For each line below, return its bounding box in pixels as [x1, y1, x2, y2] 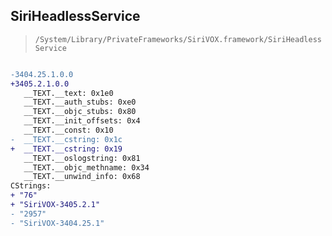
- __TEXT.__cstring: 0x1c [10, 134, 123, 144]
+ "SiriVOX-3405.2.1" [10, 200, 101, 210]
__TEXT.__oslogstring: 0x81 [23, 153, 141, 163]
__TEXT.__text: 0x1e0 [23, 88, 114, 98]
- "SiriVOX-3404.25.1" [10, 218, 105, 228]
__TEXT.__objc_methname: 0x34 [23, 162, 150, 173]
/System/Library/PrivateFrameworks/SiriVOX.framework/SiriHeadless [34, 34, 322, 44]
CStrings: [10, 181, 52, 191]
